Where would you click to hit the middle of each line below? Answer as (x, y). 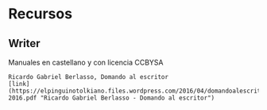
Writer (24, 43)
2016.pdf (23, 98)
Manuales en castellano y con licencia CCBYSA (86, 62)
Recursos (41, 14)
